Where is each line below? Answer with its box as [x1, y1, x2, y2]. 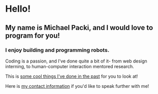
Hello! [5, 3, 31, 15]
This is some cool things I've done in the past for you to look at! [5, 73, 138, 79]
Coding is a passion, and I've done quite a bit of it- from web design [5, 58, 147, 64]
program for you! [5, 31, 60, 40]
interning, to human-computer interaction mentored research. [5, 63, 135, 69]
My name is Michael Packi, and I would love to [5, 23, 153, 32]
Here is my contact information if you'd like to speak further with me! [5, 83, 149, 89]
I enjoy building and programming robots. [5, 46, 110, 53]
